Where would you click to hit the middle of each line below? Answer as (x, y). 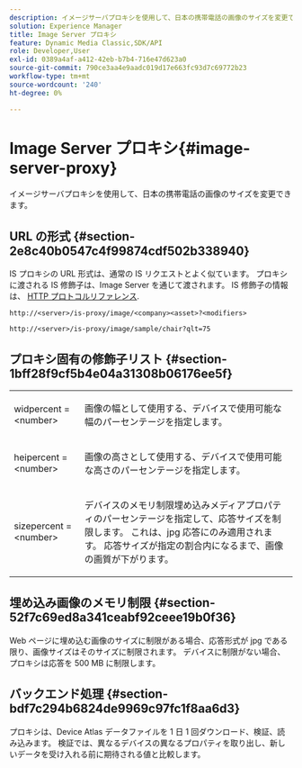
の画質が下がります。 (129, 559)
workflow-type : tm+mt (50, 77)
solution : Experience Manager (66, 26)
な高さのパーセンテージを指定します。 (164, 471)
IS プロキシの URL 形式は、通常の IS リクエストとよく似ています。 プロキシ (149, 274)
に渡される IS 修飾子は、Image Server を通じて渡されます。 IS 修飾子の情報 (149, 285)
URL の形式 (40, 236)
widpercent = (42, 409)
